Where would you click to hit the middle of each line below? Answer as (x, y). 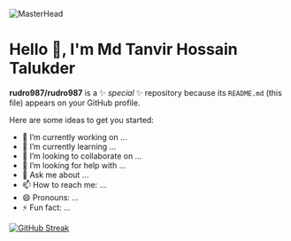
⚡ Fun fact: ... (46, 207)
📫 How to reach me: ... (64, 184)
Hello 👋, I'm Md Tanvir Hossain (123, 50)
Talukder (42, 69)
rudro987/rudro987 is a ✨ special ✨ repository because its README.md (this (146, 92)
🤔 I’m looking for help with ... (74, 165)
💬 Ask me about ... (55, 175)
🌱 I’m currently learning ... (69, 146)
